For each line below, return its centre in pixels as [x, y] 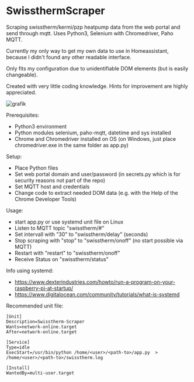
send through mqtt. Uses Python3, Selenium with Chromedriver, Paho [90, 33]
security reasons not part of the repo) [60, 180]
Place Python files [36, 168]
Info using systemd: [30, 271]
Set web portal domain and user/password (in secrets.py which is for [98, 174]
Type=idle [18, 347]
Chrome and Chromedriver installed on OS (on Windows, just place [95, 138]
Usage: [15, 210]
